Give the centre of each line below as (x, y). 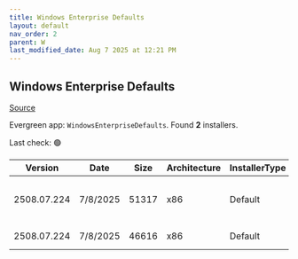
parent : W (27, 42)
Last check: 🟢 (35, 142)
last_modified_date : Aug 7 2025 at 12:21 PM (93, 51)
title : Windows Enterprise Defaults (77, 17)
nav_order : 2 (33, 34)
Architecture (194, 168)
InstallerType (258, 168)
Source (22, 107)
